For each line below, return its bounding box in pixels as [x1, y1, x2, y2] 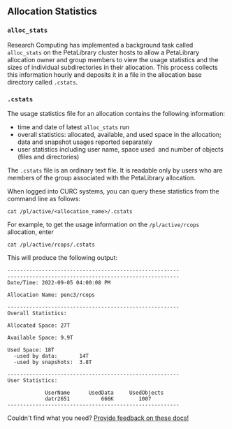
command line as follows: [7, 194, 80, 203]
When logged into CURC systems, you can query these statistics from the [7, 187, 219, 195]
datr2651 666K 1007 [44, 395, 152, 402]
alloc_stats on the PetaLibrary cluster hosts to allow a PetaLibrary [7, 48, 200, 57]
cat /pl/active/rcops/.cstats [7, 241, 96, 248]
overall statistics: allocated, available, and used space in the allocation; [17, 130, 222, 138]
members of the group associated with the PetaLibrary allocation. [7, 173, 196, 182]
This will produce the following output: [7, 253, 117, 261]
